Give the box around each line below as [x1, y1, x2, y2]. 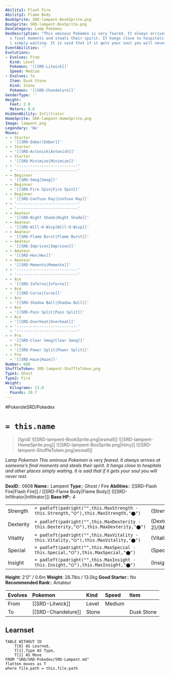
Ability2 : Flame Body [5, 12, 51, 17]
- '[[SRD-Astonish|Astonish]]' [10, 149, 76, 154]
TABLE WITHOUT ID [5, 639, 42, 645]
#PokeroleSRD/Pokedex [5, 404, 55, 410]
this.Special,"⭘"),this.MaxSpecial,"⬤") [34, 550, 136, 556]
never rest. [5, 473, 28, 479]
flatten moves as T [5, 661, 47, 667]
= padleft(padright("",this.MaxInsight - [34, 557, 136, 563]
